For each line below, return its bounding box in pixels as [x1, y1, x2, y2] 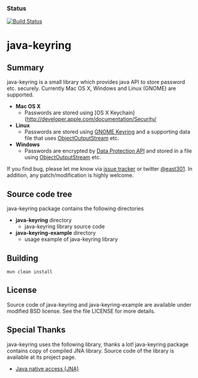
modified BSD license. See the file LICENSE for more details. [7, 307, 156, 315]
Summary [7, 62, 44, 72]
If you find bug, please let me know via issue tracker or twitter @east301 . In [7, 165, 193, 173]
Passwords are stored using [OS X [24, 109, 109, 116]
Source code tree [7, 189, 72, 199]
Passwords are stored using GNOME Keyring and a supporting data [24, 128, 191, 135]
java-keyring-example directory [15, 229, 96, 237]
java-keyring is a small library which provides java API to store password [7, 78, 185, 86]
